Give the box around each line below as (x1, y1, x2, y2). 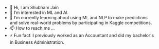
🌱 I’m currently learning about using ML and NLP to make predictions (9, 15, 148, 20)
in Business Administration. (9, 39, 65, 45)
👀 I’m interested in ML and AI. (9, 10, 69, 15)
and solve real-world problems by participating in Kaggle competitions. (9, 20, 152, 25)
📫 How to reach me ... (9, 25, 55, 31)
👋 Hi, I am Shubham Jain (9, 5, 59, 10)
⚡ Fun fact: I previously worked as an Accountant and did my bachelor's (9, 33, 154, 38)
